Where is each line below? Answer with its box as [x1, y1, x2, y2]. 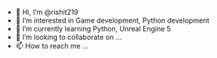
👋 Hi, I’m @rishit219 [15, 8, 78, 16]
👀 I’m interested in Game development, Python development [15, 16, 210, 25]
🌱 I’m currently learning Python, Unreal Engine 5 [15, 24, 171, 33]
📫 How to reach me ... [15, 42, 89, 50]
